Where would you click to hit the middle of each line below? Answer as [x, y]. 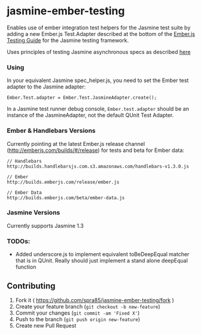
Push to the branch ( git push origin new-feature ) [78, 319]
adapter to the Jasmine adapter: [46, 87]
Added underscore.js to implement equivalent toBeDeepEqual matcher [102, 254]
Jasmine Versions [33, 212]
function [26, 267]
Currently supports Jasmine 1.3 [45, 226]
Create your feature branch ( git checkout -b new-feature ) [88, 306]
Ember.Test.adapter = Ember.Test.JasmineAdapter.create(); [82, 98]
